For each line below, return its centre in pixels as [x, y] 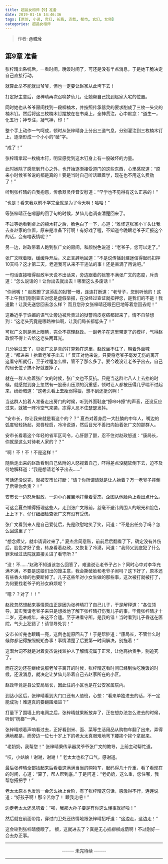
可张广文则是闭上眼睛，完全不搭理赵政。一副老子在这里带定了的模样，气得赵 [84, 332]
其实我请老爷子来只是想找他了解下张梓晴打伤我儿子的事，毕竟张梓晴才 [86, 611]
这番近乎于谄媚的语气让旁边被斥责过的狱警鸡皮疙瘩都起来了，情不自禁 [77, 315]
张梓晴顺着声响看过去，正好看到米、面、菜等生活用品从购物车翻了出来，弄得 [84, 730]
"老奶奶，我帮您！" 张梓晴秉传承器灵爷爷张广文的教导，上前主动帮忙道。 [80, 747]
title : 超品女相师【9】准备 [31, 10]
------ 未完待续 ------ [84, 851]
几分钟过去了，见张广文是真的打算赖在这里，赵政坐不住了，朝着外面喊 [77, 349]
